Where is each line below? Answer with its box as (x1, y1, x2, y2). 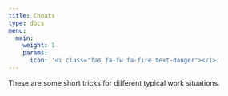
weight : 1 (22, 42, 56, 50)
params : (22, 49, 48, 57)
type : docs (8, 19, 45, 27)
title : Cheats (8, 11, 56, 20)
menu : (8, 26, 26, 34)
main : (15, 34, 34, 42)
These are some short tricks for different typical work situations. (8, 78, 220, 88)
